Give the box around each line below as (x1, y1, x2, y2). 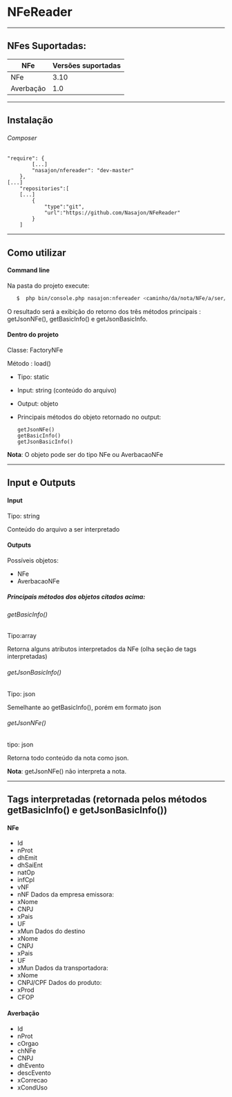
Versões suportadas (52, 60, 121, 70)
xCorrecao (17, 1076, 48, 1084)
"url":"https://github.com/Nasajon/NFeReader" (43, 209, 181, 216)
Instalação (7, 115, 54, 126)
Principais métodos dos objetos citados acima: (7, 592, 146, 601)
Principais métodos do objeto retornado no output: (17, 413, 162, 422)
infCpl (17, 876, 35, 884)
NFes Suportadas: (7, 40, 87, 52)
